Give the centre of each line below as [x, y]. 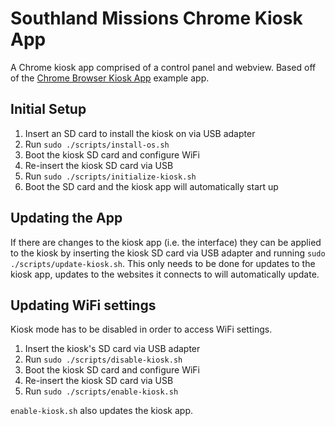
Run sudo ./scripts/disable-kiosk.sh [103, 359]
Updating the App [66, 218]
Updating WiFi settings [83, 305]
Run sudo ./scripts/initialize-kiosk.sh [110, 176]
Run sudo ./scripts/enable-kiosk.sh [101, 391]
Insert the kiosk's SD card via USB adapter [112, 349]
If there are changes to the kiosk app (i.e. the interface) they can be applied [166, 242]
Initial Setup [48, 109]
